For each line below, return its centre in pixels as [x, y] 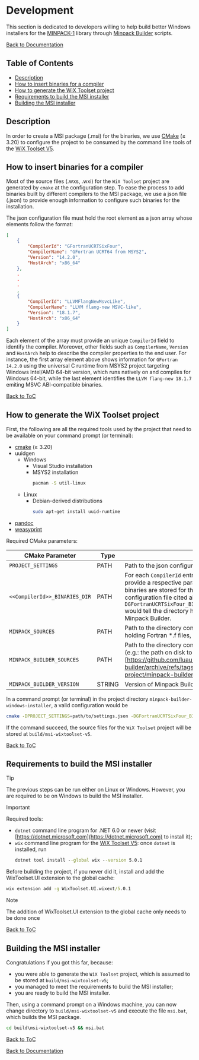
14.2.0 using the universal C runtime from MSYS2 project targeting [88, 366]
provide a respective [153, 583]
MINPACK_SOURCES [32, 631]
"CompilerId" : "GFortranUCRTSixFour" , [75, 246]
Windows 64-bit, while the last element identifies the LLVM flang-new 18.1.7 [99, 378]
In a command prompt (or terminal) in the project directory [77, 699]
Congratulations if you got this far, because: [60, 962]
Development [40, 10]
